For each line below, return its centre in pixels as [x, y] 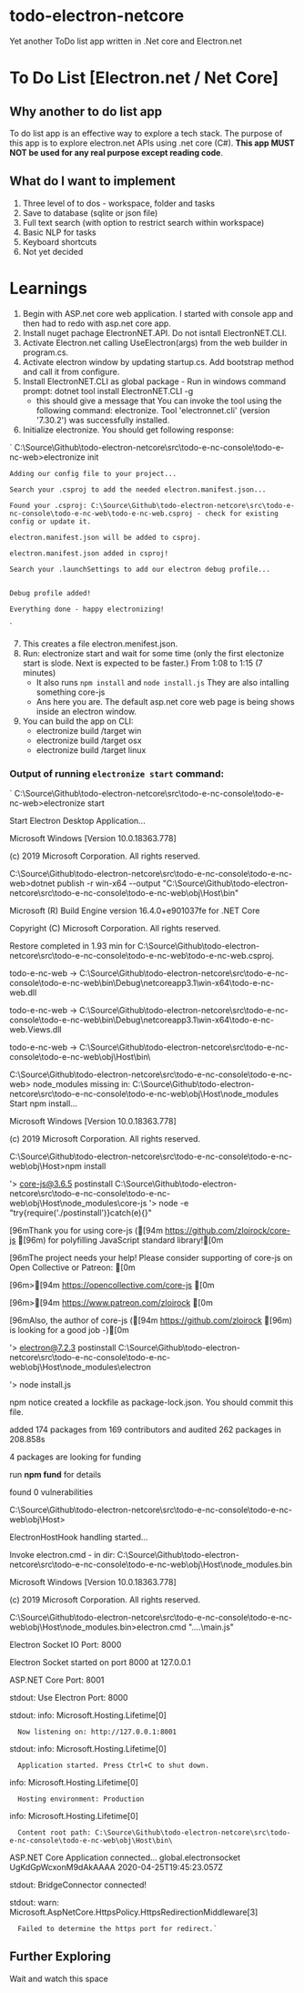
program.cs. [46, 352]
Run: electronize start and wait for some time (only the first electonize [153, 653]
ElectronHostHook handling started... [79, 1537]
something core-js [71, 692]
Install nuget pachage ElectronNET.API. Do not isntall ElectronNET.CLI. [154, 332]
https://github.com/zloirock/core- [228, 1230]
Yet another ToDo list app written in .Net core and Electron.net [126, 41]
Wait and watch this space [59, 1978]
